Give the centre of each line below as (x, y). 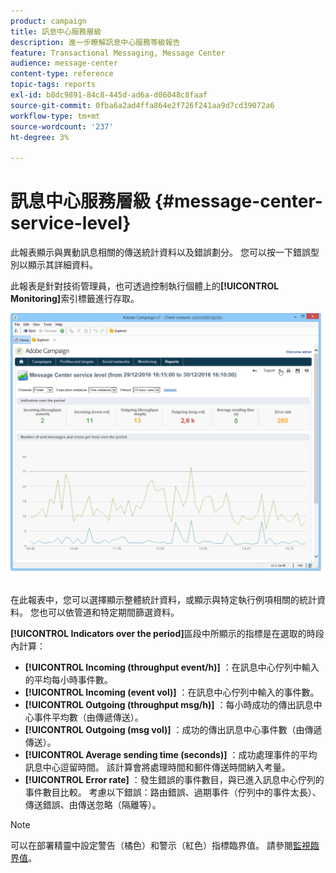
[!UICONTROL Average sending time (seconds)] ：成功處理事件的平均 (171, 754)
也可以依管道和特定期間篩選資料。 (109, 612)
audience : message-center (64, 63)
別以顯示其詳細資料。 (54, 265)
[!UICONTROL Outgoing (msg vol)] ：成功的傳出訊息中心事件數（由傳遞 (173, 729)
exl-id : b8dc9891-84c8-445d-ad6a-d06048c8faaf (109, 95)
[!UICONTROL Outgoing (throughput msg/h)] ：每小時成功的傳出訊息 (169, 704)
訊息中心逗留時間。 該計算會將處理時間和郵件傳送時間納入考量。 (157, 767)
